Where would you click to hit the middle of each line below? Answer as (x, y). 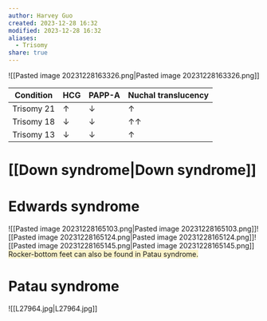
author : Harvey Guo (41, 16)
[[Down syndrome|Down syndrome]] (132, 170)
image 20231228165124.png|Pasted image (108, 237)
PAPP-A (105, 95)
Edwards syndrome (74, 206)
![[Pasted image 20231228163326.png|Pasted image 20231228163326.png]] (134, 75)
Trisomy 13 (34, 135)
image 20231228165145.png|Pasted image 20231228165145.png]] (146, 246)
